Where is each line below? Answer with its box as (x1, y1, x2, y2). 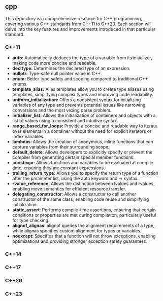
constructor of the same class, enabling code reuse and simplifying (12, 196, 149, 202)
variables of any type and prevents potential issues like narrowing (12, 102, 146, 108)
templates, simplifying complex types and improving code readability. (12, 92, 154, 98)
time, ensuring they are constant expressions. (12, 165, 105, 171)
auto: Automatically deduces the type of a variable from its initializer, (12, 55, 153, 61)
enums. (12, 81, 28, 87)
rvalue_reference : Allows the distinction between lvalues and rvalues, (12, 181, 155, 187)
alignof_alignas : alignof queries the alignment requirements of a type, (12, 223, 155, 228)
